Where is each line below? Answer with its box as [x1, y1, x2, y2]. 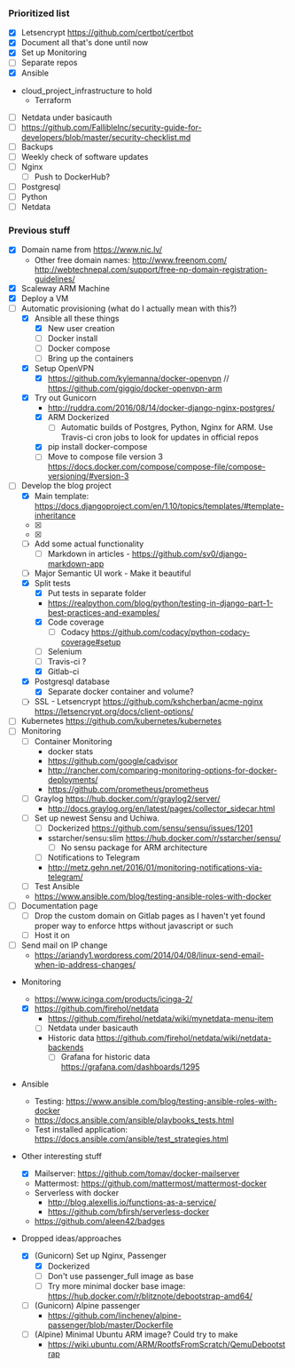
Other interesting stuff [20, 1151, 103, 1162]
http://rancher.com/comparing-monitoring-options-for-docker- [47, 765, 278, 775]
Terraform [34, 94, 72, 105]
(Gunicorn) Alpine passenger [34, 1300, 141, 1310]
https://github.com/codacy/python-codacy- [90, 626, 251, 637]
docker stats [47, 745, 94, 757]
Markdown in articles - [47, 548, 130, 559]
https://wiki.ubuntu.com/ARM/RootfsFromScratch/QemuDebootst [47, 1339, 285, 1349]
